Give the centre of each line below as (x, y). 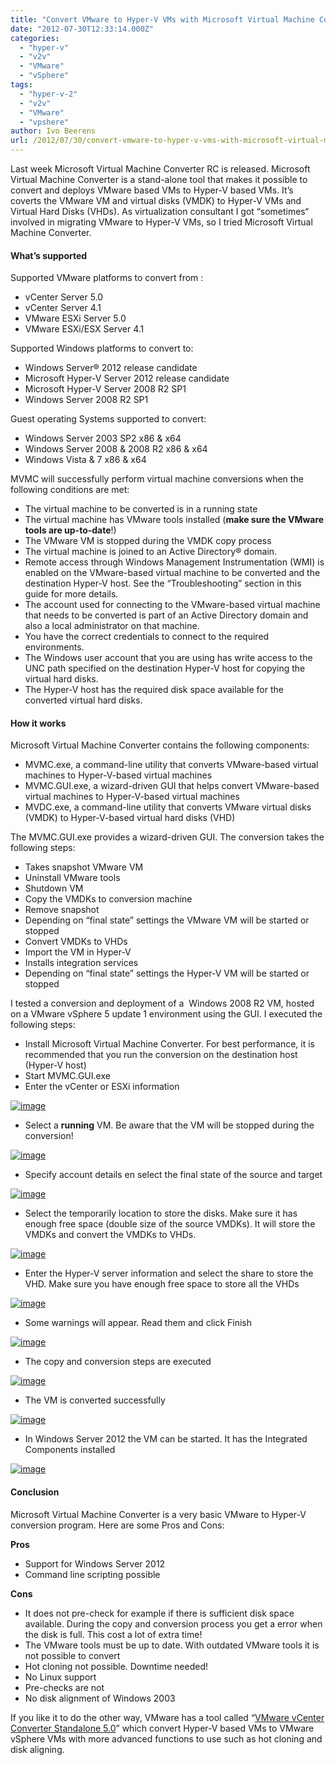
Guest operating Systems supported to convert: (108, 419)
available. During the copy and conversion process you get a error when (173, 1623)
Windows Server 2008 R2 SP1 (86, 400)
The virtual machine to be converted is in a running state (141, 509)
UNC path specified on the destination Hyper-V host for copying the (165, 668)
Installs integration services (81, 963)
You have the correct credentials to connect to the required (147, 637)
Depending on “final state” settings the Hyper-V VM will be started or (167, 973)
